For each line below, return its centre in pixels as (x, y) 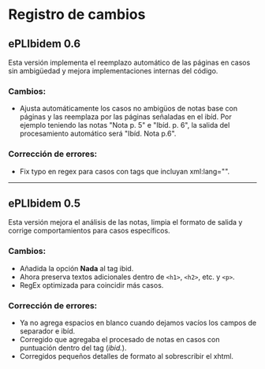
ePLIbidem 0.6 (45, 44)
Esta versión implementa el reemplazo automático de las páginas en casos (129, 62)
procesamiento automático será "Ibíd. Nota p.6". (98, 134)
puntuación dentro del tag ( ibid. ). (73, 348)
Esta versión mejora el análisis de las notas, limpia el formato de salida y (125, 222)
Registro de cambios (77, 15)
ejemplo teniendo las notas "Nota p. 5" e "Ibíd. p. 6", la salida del (125, 125)
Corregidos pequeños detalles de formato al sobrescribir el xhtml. (127, 356)
